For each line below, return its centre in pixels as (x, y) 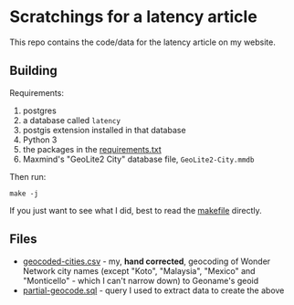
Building (33, 71)
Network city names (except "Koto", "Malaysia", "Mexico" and (139, 270)
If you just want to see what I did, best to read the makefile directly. (136, 210)
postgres (39, 110)
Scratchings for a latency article (133, 17)
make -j (24, 194)
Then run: (28, 176)
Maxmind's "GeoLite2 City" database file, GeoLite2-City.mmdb (138, 159)
